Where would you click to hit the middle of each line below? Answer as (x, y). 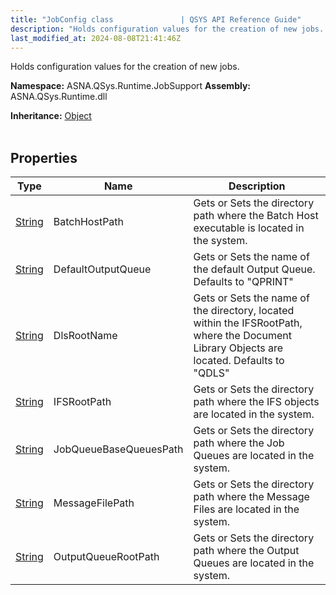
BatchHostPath (89, 222)
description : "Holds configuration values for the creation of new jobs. (167, 29)
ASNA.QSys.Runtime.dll (59, 97)
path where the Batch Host (256, 216)
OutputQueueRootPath (106, 557)
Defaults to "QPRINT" (243, 282)
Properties (44, 157)
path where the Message (251, 497)
